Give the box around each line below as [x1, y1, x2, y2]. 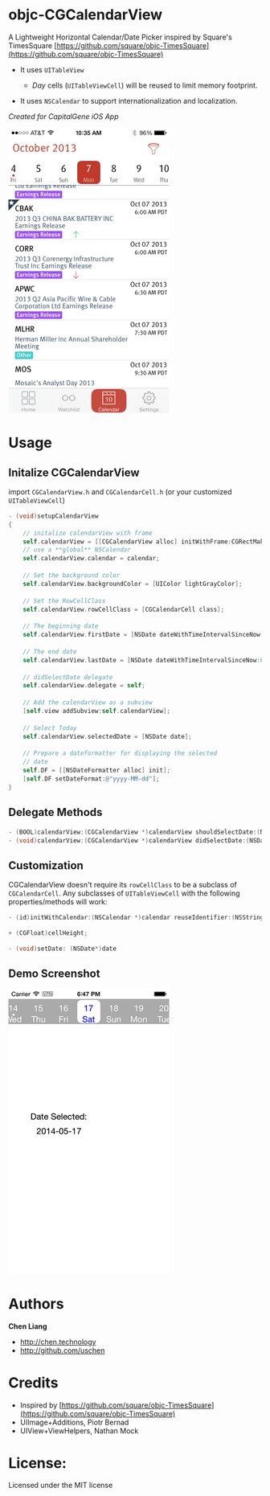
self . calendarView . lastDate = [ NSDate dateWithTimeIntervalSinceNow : [22, 656, 261, 664]
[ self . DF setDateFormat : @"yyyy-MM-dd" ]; [22, 775, 160, 783]
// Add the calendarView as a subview [22, 699, 153, 707]
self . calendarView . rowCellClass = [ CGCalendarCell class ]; [22, 605, 225, 613]
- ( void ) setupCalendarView [8, 512, 99, 520]
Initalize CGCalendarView [8, 465, 140, 479]
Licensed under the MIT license [8, 1481, 113, 1490]
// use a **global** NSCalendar [22, 546, 131, 554]
